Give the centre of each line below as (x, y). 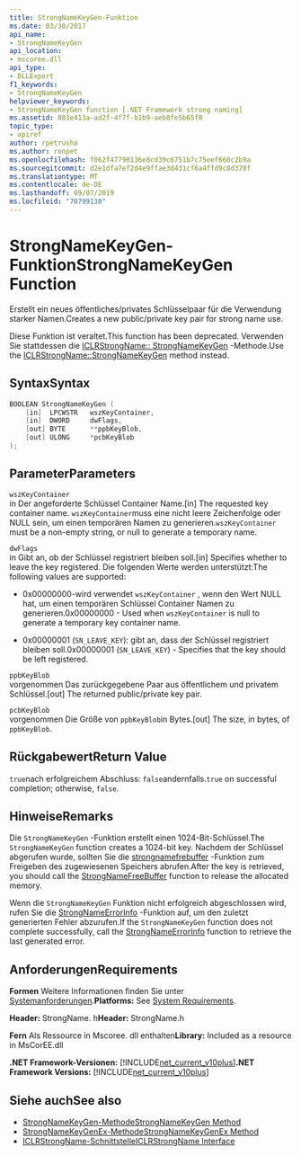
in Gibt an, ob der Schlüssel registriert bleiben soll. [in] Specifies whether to (148, 557)
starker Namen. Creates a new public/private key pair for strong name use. (146, 318)
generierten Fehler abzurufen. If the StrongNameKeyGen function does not (141, 922)
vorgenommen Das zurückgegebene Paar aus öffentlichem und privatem (144, 684)
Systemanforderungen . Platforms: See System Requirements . (123, 1001)
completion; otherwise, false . (64, 788)
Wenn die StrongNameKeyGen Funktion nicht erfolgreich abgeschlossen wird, (148, 903)
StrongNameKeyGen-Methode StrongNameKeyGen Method (131, 1122)
